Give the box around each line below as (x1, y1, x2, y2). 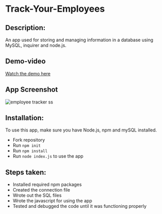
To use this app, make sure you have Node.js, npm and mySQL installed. (5, 127, 157, 133)
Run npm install (12, 148, 48, 154)
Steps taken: (5, 168, 47, 176)
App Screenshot (5, 85, 58, 94)
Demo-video (5, 57, 46, 66)
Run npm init (12, 142, 41, 148)
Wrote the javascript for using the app (12, 198, 93, 204)
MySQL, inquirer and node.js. (5, 42, 67, 48)
